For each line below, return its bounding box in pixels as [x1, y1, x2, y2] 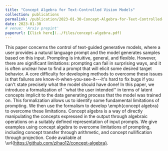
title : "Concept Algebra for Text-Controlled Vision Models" [5, 7, 135, 12]
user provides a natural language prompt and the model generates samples [5, 49, 160, 55]
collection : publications [5, 12, 59, 17]
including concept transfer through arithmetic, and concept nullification [5, 129, 152, 135]
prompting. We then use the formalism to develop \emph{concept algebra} [5, 103, 159, 108]
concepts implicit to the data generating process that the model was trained [5, 92, 161, 98]
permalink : [5, 16, 28, 21]
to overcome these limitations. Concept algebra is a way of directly [5, 108, 143, 114]
